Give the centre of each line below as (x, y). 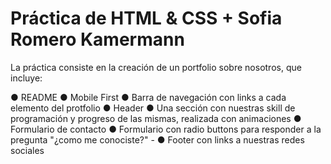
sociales (27, 150)
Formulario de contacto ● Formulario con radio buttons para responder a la (166, 129)
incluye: (26, 78)
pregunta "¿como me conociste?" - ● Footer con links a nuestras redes (157, 139)
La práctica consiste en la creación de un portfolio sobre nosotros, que (156, 67)
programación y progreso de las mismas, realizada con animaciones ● (156, 118)
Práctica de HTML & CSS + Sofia (146, 18)
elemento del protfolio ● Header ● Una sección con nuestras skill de (153, 108)
